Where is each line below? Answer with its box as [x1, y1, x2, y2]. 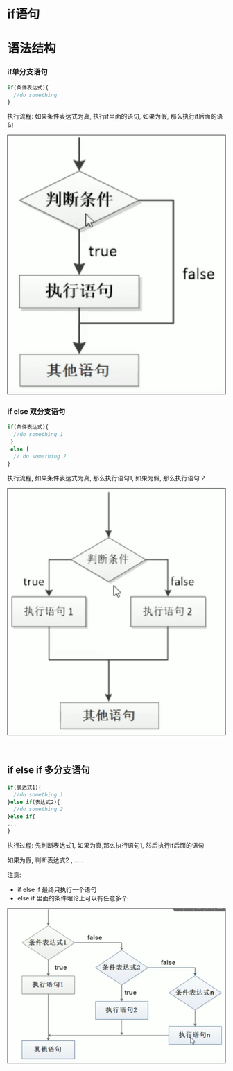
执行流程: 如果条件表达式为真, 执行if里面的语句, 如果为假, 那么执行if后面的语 [7, 112, 223, 121]
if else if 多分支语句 [7, 764, 90, 776]
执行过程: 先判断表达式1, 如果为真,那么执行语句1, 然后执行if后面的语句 [7, 841, 205, 849]
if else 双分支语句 [7, 406, 66, 416]
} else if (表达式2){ [7, 799, 60, 806]
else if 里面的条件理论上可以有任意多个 [17, 894, 128, 902]
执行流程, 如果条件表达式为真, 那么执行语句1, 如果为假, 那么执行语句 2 [7, 473, 206, 482]
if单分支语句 [7, 67, 48, 77]
